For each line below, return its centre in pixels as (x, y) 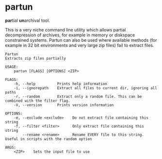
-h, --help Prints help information (61, 84)
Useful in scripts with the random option (49, 139)
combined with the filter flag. (38, 101)
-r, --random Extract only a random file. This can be (78, 96)
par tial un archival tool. (27, 20)
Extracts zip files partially (36, 58)
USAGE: (12, 67)
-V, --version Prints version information (64, 105)
